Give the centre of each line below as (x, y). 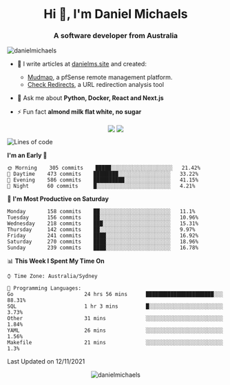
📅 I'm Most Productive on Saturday (58, 199)
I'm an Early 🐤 (27, 155)
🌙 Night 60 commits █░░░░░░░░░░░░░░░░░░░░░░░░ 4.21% (101, 186)
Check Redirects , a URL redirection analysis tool (95, 85)
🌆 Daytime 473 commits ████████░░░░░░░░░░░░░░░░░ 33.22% (103, 174)
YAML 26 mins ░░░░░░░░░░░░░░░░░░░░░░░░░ (115, 330)
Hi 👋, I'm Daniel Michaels (116, 14)
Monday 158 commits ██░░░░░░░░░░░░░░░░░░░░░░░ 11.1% (101, 211)
